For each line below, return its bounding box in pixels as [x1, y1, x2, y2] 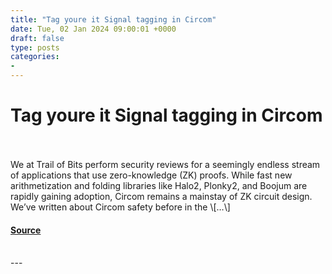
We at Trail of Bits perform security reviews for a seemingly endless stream [10, 158, 321, 170]
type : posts [10, 42, 60, 53]
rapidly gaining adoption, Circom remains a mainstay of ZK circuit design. [10, 190, 313, 202]
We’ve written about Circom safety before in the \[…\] [10, 201, 231, 213]
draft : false [10, 33, 65, 43]
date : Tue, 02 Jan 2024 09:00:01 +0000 [10, 24, 177, 34]
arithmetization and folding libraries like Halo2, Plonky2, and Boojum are [10, 179, 308, 191]
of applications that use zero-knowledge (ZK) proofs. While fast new [10, 169, 293, 181]
